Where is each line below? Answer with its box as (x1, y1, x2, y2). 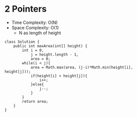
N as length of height (18, 30, 61, 36)
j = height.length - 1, (30, 52, 79, 57)
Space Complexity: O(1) (11, 24, 59, 30)
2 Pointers (4, 3, 47, 15)
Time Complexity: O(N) (11, 19, 58, 25)
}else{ (30, 82, 44, 87)
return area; (22, 99, 49, 104)
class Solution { (4, 39, 40, 44)
